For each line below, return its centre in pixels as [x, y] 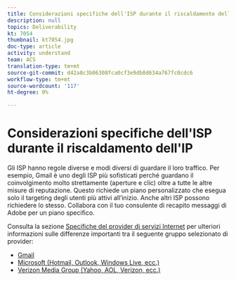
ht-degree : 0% [28, 92]
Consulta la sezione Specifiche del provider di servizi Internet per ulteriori [114, 227]
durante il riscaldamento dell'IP [100, 148]
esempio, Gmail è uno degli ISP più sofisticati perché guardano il [100, 175]
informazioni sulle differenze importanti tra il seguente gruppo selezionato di [118, 234]
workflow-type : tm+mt [39, 79]
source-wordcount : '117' [44, 86]
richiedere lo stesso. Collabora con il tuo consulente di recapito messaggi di [117, 206]
